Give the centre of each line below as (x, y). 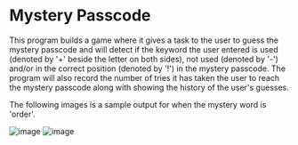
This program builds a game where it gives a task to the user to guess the (144, 40)
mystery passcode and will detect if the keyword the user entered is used (144, 49)
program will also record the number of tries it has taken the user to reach (145, 77)
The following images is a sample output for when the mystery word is (138, 104)
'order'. (22, 114)
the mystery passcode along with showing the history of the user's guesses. (149, 87)
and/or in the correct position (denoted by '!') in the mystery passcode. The (148, 68)
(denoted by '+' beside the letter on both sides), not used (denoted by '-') (144, 59)
